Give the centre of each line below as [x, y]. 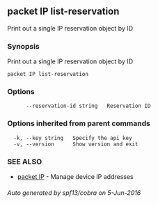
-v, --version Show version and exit [76, 144]
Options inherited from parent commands [79, 123]
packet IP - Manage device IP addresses [75, 176]
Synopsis [23, 46]
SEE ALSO [25, 162]
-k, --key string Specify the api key [73, 138]
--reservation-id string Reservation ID [88, 106]
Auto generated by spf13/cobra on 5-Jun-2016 [74, 193]
